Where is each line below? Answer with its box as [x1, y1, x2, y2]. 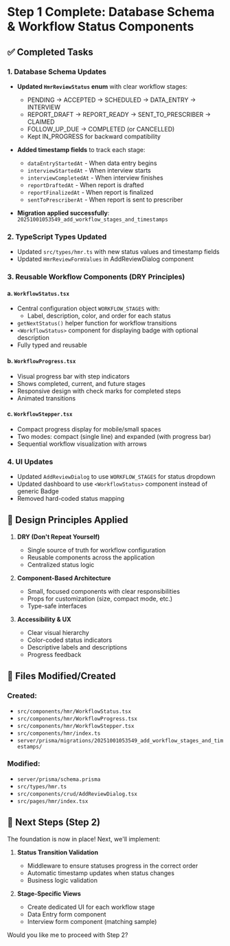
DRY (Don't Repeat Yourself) [16, 533, 100, 541]
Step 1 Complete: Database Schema [7, 4, 215, 20]
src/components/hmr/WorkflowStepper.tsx [16, 722, 135, 729]
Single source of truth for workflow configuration [27, 546, 166, 554]
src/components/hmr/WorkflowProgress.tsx [16, 715, 137, 722]
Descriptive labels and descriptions [27, 643, 128, 651]
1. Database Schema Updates [7, 67, 106, 76]
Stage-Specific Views [16, 889, 81, 898]
